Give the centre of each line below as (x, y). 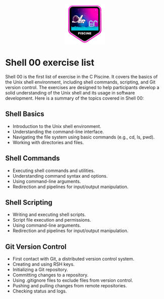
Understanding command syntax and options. (60, 176)
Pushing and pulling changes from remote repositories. (70, 286)
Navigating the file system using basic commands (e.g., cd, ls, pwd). (84, 137)
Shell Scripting (29, 202)
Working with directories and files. (48, 142)
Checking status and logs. (40, 291)
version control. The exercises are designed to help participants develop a (83, 87)
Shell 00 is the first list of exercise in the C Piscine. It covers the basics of (81, 76)
